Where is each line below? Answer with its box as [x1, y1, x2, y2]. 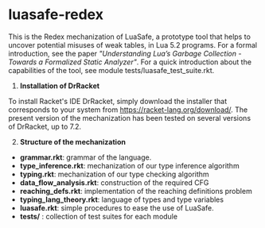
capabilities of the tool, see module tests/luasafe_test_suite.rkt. [8, 65, 215, 75]
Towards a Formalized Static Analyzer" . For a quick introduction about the [8, 57, 252, 67]
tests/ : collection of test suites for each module [19, 211, 177, 221]
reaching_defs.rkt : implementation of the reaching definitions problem [19, 186, 252, 195]
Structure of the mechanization [19, 137, 126, 146]
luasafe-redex [8, 6, 103, 24]
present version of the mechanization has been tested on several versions [8, 113, 251, 122]
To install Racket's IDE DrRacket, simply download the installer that [8, 96, 228, 106]
